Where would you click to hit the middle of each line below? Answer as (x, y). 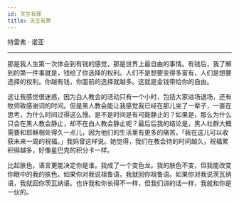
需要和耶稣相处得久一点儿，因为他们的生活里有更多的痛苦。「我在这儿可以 (115, 132)
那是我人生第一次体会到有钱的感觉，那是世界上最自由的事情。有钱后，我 (113, 63)
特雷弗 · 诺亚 (26, 42)
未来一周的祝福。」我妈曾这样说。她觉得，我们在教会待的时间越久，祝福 (118, 141)
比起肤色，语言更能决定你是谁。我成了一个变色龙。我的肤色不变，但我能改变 (119, 165)
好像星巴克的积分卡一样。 (76, 150)
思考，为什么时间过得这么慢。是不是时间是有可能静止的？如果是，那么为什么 (119, 114)
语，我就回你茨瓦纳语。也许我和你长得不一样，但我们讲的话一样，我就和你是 (119, 183)
